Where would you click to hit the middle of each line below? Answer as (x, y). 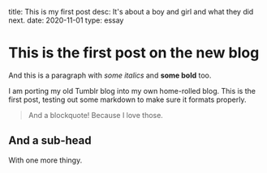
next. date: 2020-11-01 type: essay (66, 20)
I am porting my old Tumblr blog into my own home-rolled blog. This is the (132, 91)
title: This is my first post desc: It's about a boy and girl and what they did (131, 12)
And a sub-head (50, 141)
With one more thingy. (45, 160)
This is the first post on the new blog (134, 53)
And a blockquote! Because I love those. (96, 115)
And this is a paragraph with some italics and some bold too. (110, 75)
